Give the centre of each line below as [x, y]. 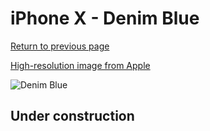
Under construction [72, 116]
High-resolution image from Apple [80, 65]
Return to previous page [60, 46]
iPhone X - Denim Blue [105, 18]
